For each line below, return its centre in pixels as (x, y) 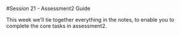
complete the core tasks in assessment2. (57, 26)
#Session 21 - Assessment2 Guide (48, 8)
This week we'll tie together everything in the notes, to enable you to (90, 20)
